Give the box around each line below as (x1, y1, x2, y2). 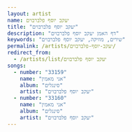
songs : (7, 62, 27, 69)
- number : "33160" (13, 95, 68, 102)
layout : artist (7, 10, 52, 17)
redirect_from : (7, 50, 52, 57)
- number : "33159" (13, 68, 68, 75)
